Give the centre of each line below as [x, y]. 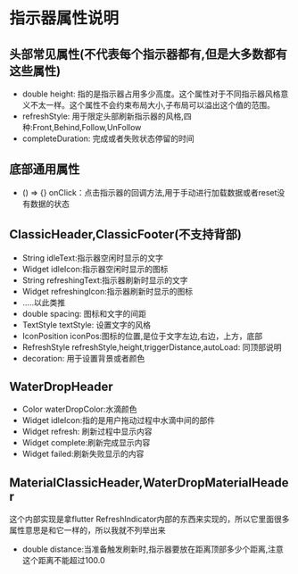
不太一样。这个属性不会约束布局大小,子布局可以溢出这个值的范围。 [152, 105]
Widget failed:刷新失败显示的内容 [83, 454]
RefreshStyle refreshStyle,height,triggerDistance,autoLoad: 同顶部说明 [152, 347]
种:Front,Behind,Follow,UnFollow [82, 127]
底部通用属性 [45, 169]
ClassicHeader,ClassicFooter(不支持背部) [126, 234]
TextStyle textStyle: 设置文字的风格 [87, 324]
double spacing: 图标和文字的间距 [84, 313]
